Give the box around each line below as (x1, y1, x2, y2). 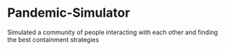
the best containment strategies (7, 35, 100, 43)
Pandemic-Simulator (7, 5, 130, 21)
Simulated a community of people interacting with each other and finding (7, 28, 219, 36)
